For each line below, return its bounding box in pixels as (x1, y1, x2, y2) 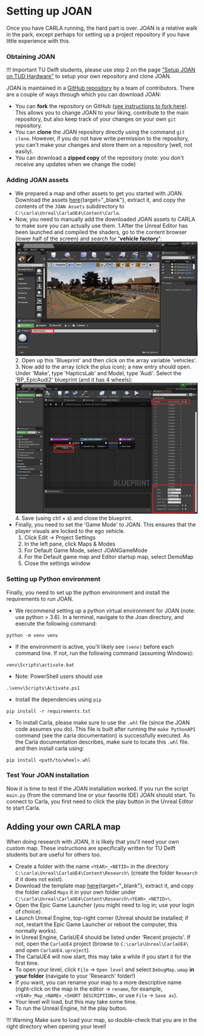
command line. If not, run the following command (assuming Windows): (15, 649, 194, 657)
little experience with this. (6, 37, 71, 44)
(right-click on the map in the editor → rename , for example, (15, 985, 163, 992)
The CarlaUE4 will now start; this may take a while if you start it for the (15, 953, 191, 960)
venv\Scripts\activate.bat (6, 662, 75, 668)
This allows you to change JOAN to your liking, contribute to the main (15, 109, 189, 117)
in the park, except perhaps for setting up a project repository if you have (6, 30, 190, 38)
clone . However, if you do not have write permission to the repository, (15, 135, 189, 142)
